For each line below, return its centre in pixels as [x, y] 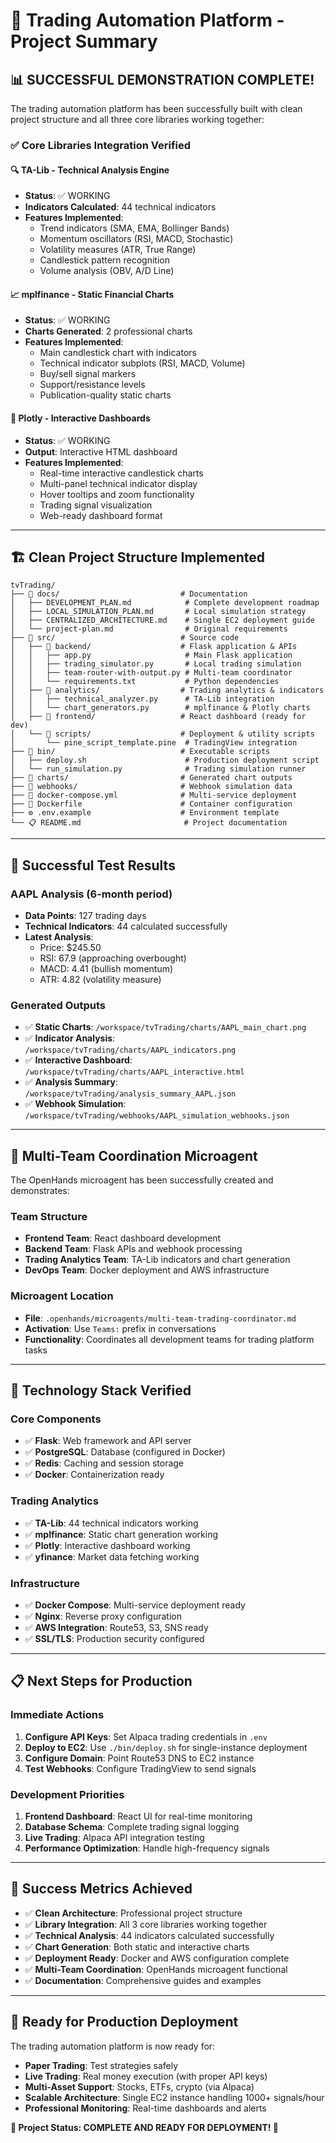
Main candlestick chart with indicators [118, 353]
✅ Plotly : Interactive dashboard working [107, 1545]
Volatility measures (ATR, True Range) [118, 250]
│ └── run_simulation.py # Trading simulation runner [158, 769]
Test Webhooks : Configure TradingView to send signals [140, 1768]
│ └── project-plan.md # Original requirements [149, 629]
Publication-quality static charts [105, 395]
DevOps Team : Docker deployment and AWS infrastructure [147, 1270]
